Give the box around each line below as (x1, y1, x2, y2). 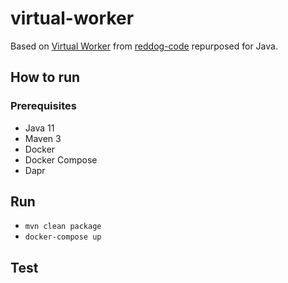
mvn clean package (24, 222, 102, 232)
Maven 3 (24, 132, 62, 144)
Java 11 (24, 122, 55, 134)
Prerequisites (10, 99, 77, 113)
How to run (10, 69, 81, 86)
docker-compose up (24, 232, 102, 242)
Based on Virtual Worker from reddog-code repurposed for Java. (10, 40, 278, 52)
